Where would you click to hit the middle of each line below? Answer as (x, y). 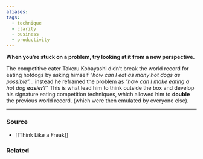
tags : (13, 17)
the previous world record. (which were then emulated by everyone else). (98, 101)
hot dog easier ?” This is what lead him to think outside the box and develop (100, 88)
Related (18, 151)
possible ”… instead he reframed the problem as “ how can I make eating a (98, 81)
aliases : (17, 12)
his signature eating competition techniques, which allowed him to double (98, 94)
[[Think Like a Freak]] (42, 135)
